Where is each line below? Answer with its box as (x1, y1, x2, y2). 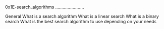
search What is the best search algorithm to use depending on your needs (5, 19, 157, 24)
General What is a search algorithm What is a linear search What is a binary (5, 14, 159, 19)
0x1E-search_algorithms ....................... (5, 4, 84, 10)
